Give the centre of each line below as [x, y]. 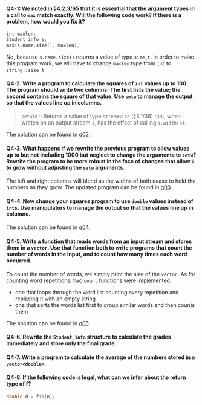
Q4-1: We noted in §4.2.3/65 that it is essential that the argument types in [101, 8]
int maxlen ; [21, 34]
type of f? [19, 384]
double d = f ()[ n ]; [31, 397]
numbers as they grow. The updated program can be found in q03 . [89, 187]
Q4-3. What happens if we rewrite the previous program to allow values [98, 148]
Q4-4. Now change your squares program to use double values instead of [100, 201]
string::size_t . [26, 70]
